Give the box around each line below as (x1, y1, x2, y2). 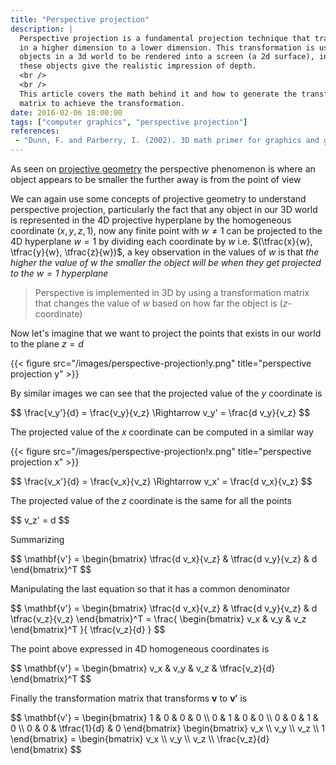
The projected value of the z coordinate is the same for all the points (10, 495, 292, 506)
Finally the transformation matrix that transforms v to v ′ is (10, 692, 248, 704)
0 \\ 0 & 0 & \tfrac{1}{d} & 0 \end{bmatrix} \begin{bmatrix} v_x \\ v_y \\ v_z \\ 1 (10, 722, 326, 734)
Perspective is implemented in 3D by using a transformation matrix (34, 287, 310, 298)
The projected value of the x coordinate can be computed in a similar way (10, 426, 314, 438)
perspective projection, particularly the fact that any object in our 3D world (10, 204, 318, 215)
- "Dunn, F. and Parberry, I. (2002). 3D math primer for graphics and (14, 136, 320, 146)
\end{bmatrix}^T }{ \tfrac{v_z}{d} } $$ (10, 624, 166, 635)
